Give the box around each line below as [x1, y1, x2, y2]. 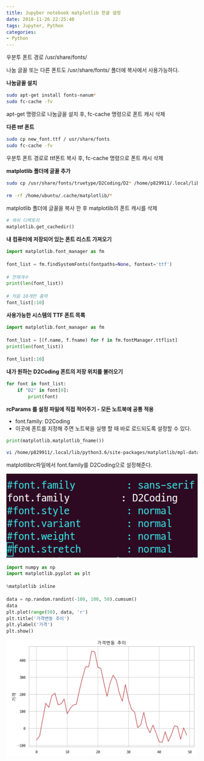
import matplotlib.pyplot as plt [6, 570, 91, 577]
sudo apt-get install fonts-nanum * [6, 92, 97, 98]
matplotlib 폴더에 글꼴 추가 [6, 167, 71, 174]
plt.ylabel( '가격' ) [6, 622, 53, 628]
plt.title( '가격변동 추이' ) [6, 615, 70, 621]
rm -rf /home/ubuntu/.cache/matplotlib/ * [6, 193, 113, 199]
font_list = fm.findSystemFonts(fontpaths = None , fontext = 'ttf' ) [6, 261, 172, 267]
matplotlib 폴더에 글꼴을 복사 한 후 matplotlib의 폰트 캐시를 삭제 [6, 205, 158, 212]
